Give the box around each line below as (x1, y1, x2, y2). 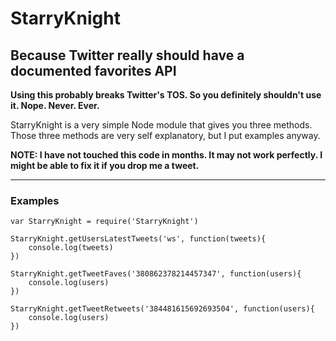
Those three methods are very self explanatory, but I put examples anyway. (10, 130, 321, 141)
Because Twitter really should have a (10, 47, 245, 64)
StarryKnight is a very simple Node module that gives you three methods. (10, 119, 313, 131)
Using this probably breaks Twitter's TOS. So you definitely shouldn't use (10, 89, 322, 101)
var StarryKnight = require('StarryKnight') (10, 217, 199, 227)
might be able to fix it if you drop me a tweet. (10, 160, 200, 171)
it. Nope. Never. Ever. (10, 100, 100, 111)
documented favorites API (10, 62, 177, 79)
